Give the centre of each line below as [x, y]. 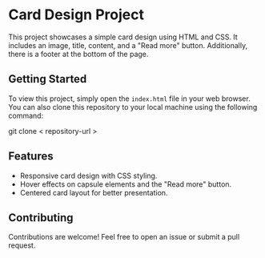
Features [31, 157]
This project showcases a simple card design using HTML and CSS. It [123, 37]
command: [26, 115]
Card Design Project [76, 15]
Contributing [41, 218]
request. [22, 245]
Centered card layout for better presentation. [94, 192]
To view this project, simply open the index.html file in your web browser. [129, 99]
